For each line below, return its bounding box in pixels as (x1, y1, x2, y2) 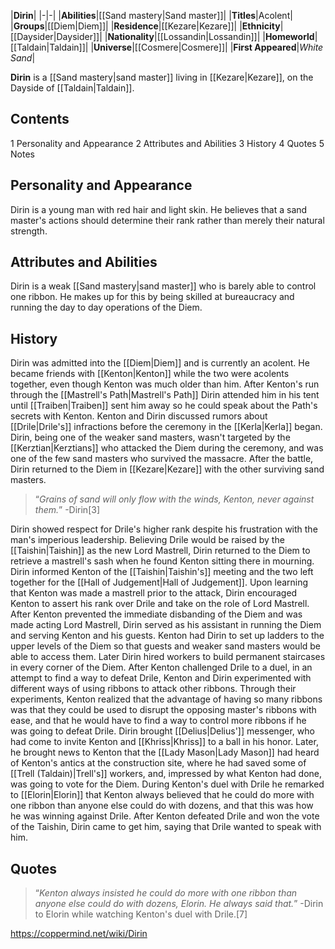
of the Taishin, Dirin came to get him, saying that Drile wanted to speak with (10, 821, 322, 833)
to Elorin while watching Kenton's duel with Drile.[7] (34, 908, 248, 920)
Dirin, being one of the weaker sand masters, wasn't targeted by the (10, 431, 291, 444)
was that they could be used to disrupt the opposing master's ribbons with (10, 704, 317, 716)
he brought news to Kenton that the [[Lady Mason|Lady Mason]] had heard (10, 746, 320, 759)
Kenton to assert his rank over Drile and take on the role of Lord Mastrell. (10, 598, 310, 610)
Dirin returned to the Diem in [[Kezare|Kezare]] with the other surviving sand (10, 463, 325, 475)
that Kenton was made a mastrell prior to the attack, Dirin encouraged (10, 587, 298, 599)
